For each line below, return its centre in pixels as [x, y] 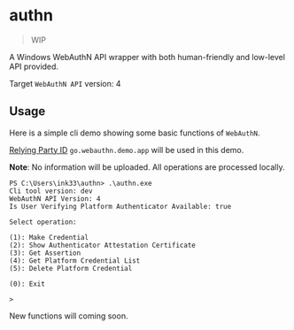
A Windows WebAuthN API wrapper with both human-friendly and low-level [147, 57]
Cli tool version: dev [51, 191]
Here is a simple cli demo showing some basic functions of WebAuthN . [135, 133]
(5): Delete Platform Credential [71, 268]
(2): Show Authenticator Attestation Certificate [103, 245]
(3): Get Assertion [45, 253]
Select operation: [43, 222]
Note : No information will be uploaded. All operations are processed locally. [147, 167]
